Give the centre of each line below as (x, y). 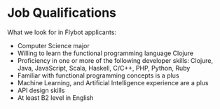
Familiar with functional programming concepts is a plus (98, 75)
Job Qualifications (62, 13)
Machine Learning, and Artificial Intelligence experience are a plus (113, 82)
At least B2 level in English (55, 97)
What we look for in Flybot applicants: (62, 32)
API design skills (41, 90)
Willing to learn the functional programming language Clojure (105, 53)
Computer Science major (53, 45)
